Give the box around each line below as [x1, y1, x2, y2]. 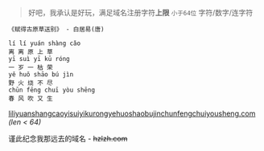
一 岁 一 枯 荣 [8, 63, 54, 71]
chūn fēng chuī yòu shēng [8, 86, 95, 94]
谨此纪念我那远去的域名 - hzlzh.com [8, 134, 128, 143]
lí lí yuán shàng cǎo [8, 39, 81, 47]
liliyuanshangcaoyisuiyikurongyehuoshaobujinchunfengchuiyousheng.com [8, 108, 256, 118]
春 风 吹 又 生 [8, 95, 54, 103]
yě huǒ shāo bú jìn [8, 71, 74, 79]
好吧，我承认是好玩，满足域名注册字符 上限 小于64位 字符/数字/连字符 [27, 8, 254, 17]
